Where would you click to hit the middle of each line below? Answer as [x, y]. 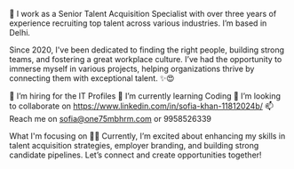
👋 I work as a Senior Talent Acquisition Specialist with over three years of [143, 14]
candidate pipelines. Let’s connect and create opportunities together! [135, 155]
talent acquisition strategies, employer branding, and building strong [134, 145]
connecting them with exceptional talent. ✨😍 [92, 78]
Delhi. [20, 32]
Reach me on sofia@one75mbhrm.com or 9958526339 [110, 119]
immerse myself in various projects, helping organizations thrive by [132, 68]
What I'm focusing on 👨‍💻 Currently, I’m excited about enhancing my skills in [147, 136]
